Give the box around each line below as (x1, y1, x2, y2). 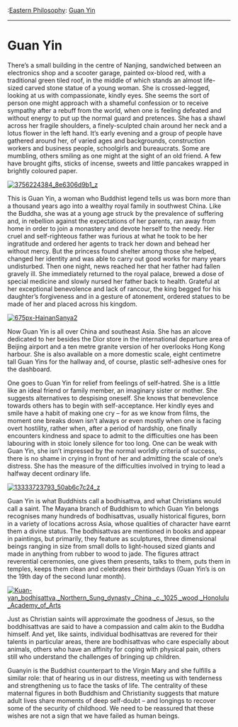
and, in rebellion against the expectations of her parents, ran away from (7, 217, 216, 225)
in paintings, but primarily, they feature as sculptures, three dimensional (7, 534, 217, 542)
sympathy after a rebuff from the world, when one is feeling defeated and (7, 106, 222, 114)
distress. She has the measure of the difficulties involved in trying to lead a (7, 461, 225, 470)
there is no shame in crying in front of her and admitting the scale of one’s (7, 454, 223, 462)
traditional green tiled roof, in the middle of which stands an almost (7, 76, 203, 84)
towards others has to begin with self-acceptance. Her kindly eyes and (7, 401, 214, 410)
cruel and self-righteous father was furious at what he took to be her (7, 231, 208, 240)
